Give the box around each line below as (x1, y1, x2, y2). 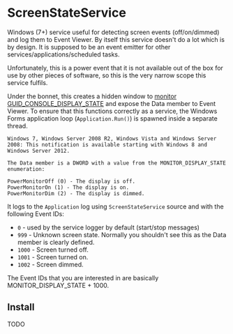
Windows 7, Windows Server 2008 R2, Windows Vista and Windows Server (7, 135, 217, 142)
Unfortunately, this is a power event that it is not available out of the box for (7, 63, 223, 72)
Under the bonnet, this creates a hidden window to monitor (7, 92, 176, 100)
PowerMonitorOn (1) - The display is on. (7, 183, 130, 191)
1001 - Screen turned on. (17, 252, 89, 261)
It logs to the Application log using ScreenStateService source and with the (7, 202, 225, 211)
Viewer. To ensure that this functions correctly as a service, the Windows (7, 107, 218, 115)
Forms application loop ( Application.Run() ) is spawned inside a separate (7, 114, 218, 123)
